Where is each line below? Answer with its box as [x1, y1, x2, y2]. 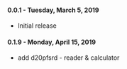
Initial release [17, 21, 57, 30]
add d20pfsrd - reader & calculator [17, 53, 120, 62]
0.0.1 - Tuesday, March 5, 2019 [7, 6, 99, 14]
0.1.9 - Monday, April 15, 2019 [7, 38, 96, 46]
